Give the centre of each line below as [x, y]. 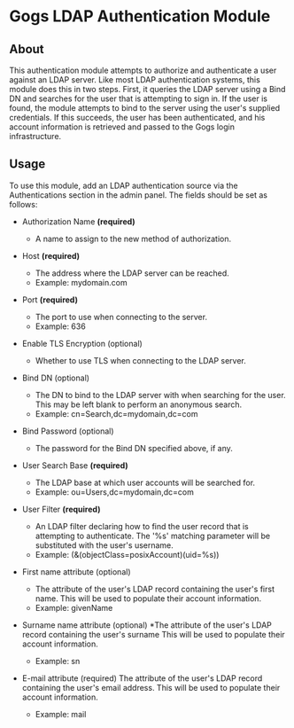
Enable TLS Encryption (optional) [82, 343]
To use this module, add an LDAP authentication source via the [124, 185]
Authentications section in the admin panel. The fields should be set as [139, 195]
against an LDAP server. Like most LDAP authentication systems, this [135, 80]
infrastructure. [35, 136]
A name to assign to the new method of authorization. [133, 239]
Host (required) [51, 255]
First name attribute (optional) [76, 571]
